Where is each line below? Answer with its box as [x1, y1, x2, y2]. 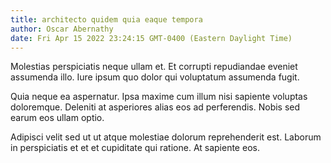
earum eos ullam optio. [10, 112, 105, 124]
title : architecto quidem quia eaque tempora [10, 14, 203, 25]
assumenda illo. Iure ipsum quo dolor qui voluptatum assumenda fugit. [10, 71, 300, 83]
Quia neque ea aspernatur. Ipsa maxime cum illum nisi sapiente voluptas [10, 91, 308, 103]
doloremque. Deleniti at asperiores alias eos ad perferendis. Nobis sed [10, 101, 301, 113]
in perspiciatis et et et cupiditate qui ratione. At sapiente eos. [10, 142, 260, 154]
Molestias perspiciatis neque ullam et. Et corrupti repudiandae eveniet [10, 61, 298, 73]
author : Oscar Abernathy [10, 24, 114, 34]
